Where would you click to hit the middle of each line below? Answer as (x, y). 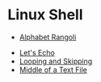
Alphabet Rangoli (48, 37)
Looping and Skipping (56, 61)
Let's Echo (37, 52)
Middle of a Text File (53, 69)
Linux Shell (45, 15)
